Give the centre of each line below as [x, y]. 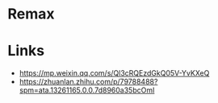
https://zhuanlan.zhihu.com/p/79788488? [88, 82]
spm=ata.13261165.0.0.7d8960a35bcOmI [87, 90]
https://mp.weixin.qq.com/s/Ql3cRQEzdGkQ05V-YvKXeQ [114, 73]
